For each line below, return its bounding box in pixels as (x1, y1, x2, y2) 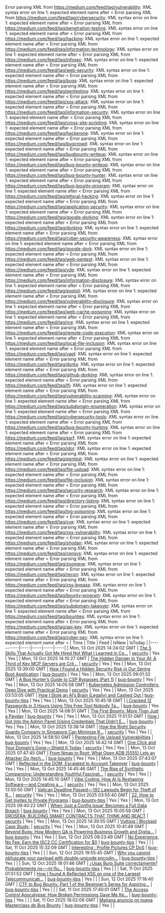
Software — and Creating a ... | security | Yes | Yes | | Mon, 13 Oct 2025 (5, 782, 149, 787)
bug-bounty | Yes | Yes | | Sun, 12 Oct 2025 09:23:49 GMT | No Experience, (5, 834, 159, 840)
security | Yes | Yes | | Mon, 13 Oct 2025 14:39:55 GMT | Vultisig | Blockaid (5, 818, 157, 824)
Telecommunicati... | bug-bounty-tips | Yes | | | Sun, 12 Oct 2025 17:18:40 (5, 876, 154, 882)
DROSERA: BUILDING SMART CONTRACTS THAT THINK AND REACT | (5, 813, 149, 819)
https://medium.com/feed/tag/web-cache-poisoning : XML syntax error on (5, 309, 156, 314)
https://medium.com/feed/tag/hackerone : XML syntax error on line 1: (5, 130, 144, 136)
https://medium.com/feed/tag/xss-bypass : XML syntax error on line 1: (5, 582, 147, 588)
